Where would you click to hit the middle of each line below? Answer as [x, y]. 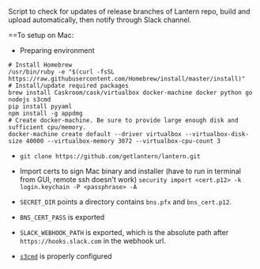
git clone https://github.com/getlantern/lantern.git [110, 157]
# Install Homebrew [40, 65]
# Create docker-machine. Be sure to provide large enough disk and [123, 120]
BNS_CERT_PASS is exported [62, 217]
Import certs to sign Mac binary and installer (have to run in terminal [130, 171]
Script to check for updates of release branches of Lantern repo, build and [129, 11]
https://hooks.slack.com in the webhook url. [92, 241]
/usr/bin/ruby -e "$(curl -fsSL [61, 72]
